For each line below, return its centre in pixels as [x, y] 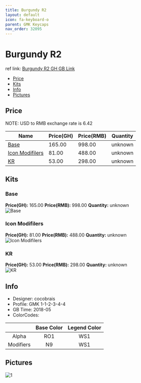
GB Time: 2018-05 [32, 309]
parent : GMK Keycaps [27, 24]
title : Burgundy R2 [26, 10]
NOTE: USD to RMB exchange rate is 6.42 [49, 123]
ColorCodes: [26, 315]
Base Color [49, 327]
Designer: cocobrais [34, 299]
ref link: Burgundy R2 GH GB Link [40, 69]
